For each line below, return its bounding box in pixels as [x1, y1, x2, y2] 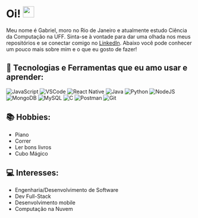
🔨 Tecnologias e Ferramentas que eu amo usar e [6, 63, 188, 73]
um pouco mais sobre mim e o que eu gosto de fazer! [6, 45, 137, 53]
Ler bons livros [14, 143, 52, 151]
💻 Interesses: [6, 168, 59, 178]
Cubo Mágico [14, 150, 49, 157]
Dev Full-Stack [14, 193, 52, 200]
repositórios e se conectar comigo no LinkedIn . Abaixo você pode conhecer [6, 39, 192, 46]
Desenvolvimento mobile [14, 199, 76, 206]
